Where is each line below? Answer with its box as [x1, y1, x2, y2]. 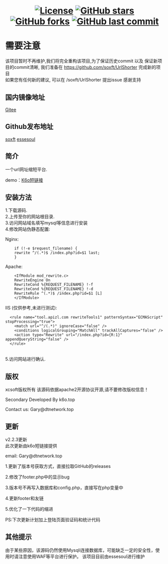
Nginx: [5, 236, 19, 243]
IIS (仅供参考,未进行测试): [5, 305, 57, 311]
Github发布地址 [5, 122, 54, 131]
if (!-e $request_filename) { [14, 246, 78, 251]
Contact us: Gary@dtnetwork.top [5, 407, 74, 413]
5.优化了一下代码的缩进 [5, 506, 53, 512]
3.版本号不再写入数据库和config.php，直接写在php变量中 [5, 485, 124, 491]
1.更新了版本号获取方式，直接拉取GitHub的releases [5, 463, 111, 469]
